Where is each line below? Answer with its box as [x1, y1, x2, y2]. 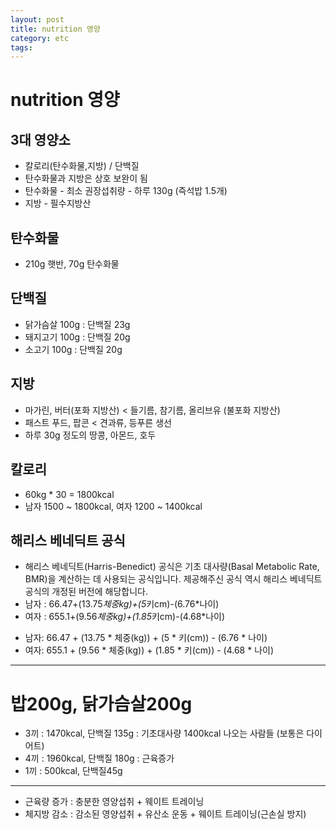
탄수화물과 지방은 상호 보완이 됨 [24, 172, 148, 185]
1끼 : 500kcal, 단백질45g [24, 765, 123, 777]
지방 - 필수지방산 [24, 197, 92, 210]
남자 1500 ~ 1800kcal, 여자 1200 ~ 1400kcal [24, 500, 203, 512]
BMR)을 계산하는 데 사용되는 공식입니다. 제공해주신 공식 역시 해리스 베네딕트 [24, 573, 323, 585]
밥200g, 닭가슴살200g [10, 692, 193, 715]
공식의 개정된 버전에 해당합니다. [24, 586, 148, 598]
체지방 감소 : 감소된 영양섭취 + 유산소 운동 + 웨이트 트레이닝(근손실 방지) [24, 808, 307, 820]
